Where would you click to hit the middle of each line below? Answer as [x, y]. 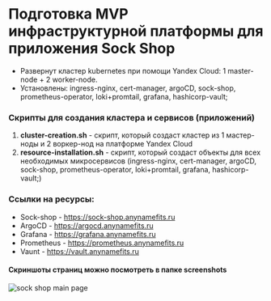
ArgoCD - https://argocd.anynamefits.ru [87, 225]
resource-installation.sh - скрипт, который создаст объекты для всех [140, 153]
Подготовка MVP [69, 14]
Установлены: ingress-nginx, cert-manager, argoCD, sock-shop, [128, 88]
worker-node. [75, 79]
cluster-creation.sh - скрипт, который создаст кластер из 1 [122, 135]
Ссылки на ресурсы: [51, 199]
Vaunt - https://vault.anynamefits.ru [80, 251]
